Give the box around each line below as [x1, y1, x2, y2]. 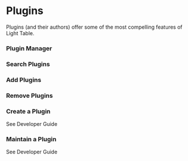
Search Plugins [6, 60, 50, 68]
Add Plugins [6, 76, 42, 84]
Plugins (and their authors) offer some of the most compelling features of [6, 23, 183, 30]
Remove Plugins [6, 91, 53, 100]
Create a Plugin [6, 107, 51, 115]
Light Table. [6, 29, 35, 36]
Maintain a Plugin [6, 135, 57, 143]
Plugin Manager [6, 44, 53, 52]
